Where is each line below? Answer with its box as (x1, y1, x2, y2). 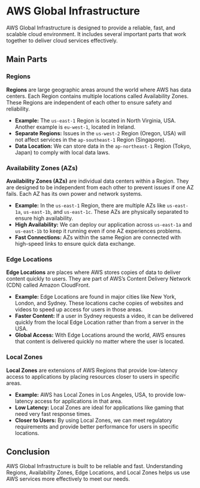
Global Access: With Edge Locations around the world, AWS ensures (14, 332, 186, 339)
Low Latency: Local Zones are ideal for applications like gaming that (14, 404, 184, 411)
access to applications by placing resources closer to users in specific (6, 373, 180, 380)
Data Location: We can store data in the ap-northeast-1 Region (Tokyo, (14, 142, 192, 150)
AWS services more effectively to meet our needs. (6, 475, 131, 483)
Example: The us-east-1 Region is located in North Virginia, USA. (14, 117, 177, 124)
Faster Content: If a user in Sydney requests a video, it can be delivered (14, 313, 193, 320)
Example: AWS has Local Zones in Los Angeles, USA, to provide (14, 391, 174, 398)
